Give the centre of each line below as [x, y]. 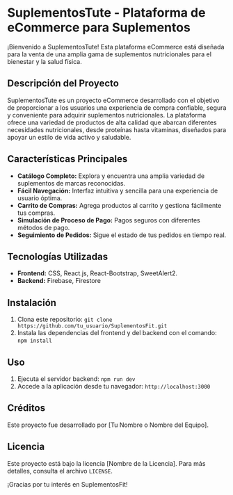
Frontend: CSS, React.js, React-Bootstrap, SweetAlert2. [97, 273]
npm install [34, 341]
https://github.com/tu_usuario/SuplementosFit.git [92, 326]
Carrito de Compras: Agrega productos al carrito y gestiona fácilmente [119, 205]
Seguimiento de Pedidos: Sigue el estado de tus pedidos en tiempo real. [122, 235]
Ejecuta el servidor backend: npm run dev [76, 379]
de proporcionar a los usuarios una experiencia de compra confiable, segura [117, 107]
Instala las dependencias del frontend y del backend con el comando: [117, 333]
